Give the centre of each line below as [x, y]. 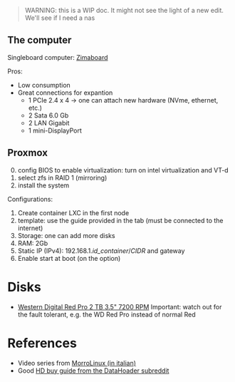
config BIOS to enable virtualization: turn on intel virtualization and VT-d [123, 170]
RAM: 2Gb [33, 243]
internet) [30, 228]
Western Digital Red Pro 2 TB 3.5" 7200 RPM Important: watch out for [120, 306]
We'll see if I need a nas [60, 18]
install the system [43, 185]
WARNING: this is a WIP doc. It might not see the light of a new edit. [124, 10]
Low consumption [44, 85]
